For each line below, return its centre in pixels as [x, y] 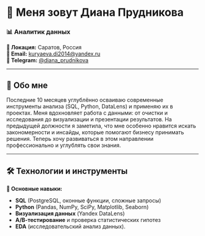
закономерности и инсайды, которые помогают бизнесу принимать [95, 132]
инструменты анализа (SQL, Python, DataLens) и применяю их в [90, 107]
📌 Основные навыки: [34, 189]
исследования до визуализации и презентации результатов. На [89, 120]
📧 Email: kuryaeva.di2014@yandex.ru [53, 54]
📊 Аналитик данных [38, 32]
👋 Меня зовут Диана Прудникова [95, 13]
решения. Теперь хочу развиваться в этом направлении [80, 139]
